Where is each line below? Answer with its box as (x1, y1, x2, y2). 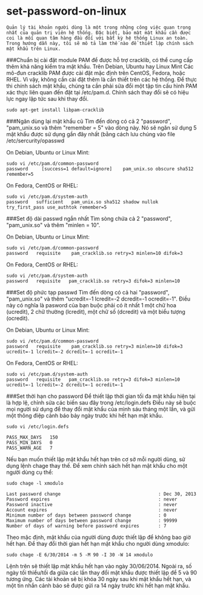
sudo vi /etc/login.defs (6, 423, 69, 430)
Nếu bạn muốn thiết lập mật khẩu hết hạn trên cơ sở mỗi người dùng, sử (6, 455, 185, 463)
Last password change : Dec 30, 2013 (6, 491, 197, 497)
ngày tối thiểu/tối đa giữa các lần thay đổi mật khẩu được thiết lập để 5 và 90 (6, 569, 198, 576)
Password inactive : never (6, 501, 178, 507)
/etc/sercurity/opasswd (6, 137, 65, 144)
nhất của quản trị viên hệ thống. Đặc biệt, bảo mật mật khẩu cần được (6, 29, 191, 36)
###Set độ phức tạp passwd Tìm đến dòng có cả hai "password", (6, 288, 170, 296)
